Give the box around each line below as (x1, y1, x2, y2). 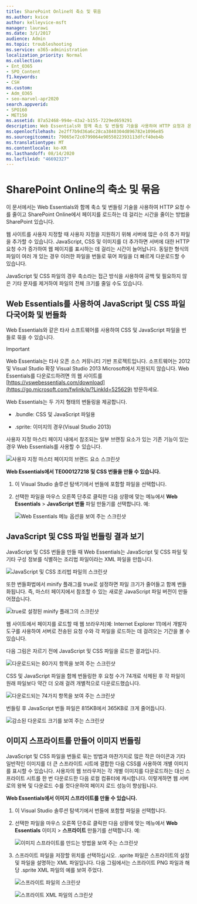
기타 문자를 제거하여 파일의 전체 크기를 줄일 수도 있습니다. (12, 280, 144, 287)
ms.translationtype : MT (6, 139, 64, 146)
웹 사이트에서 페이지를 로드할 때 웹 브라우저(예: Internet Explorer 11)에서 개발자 (6, 620, 188, 627)
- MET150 (6, 112, 28, 118)
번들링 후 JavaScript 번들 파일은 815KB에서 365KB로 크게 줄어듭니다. (6, 704, 166, 711)
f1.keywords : (6, 74, 38, 80)
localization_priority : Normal (6, 52, 83, 58)
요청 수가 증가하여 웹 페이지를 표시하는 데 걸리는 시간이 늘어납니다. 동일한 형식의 (6, 245, 189, 252)
